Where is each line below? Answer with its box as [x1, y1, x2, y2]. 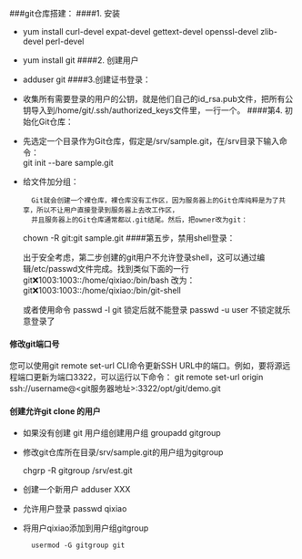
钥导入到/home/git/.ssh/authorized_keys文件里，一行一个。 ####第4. [22, 105, 283, 116]
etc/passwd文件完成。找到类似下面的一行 [33, 264, 189, 274]
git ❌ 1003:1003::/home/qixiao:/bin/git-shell [22, 285, 182, 295]
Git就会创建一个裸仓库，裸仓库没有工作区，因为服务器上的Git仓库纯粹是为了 [31, 196, 279, 205]
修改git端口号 [9, 338, 60, 349]
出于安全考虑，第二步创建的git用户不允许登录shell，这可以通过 [22, 252, 257, 263]
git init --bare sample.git [22, 158, 114, 168]
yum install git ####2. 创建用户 [22, 55, 139, 66]
